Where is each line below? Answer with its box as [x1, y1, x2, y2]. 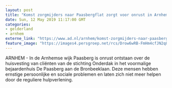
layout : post [5, 7, 33, 13]
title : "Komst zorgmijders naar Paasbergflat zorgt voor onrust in [5, 12, 153, 17]
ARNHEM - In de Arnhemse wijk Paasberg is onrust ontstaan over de [5, 55, 150, 61]
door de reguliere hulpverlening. [5, 76, 73, 82]
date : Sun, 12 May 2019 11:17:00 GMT [5, 17, 86, 22]
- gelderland [5, 27, 33, 32]
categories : [5, 21, 31, 27]
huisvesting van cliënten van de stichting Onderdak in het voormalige [5, 60, 151, 67]
